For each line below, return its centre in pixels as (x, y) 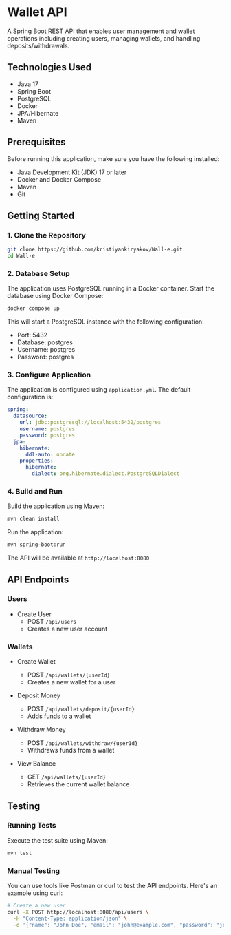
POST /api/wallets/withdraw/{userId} (82, 743)
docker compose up (33, 308)
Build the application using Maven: (56, 506)
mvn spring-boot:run (37, 545)
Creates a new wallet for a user (71, 682)
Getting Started (41, 215)
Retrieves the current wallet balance (78, 784)
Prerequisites (36, 142)
